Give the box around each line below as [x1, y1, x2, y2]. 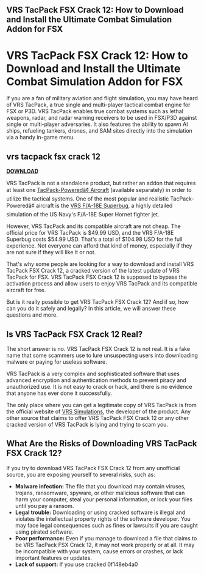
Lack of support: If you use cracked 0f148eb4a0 [15, 561, 138, 568]
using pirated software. [15, 528, 74, 535]
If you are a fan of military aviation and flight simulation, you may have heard [6, 95, 198, 102]
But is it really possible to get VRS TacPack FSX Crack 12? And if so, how [6, 298, 189, 306]
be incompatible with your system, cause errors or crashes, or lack [15, 547, 183, 555]
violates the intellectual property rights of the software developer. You [15, 515, 191, 522]
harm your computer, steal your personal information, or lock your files [15, 495, 193, 503]
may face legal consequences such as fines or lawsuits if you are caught [15, 521, 198, 529]
